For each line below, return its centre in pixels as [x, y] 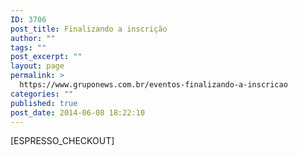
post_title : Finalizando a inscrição [89, 29]
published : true [44, 103]
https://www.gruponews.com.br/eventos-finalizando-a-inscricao [153, 85]
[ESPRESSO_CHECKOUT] [62, 141]
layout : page [37, 66]
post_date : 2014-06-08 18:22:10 [77, 112]
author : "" [33, 38]
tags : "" [28, 47]
